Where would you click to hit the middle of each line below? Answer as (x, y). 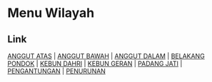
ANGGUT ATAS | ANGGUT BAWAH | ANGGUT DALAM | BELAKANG (106, 56)
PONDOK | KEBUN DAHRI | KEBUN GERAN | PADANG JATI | (95, 64)
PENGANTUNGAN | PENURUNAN (56, 71)
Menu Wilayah (51, 13)
